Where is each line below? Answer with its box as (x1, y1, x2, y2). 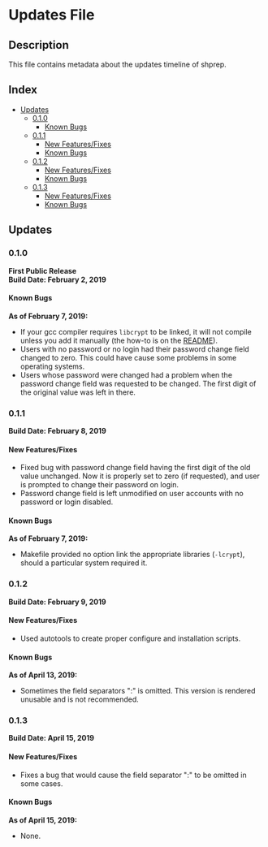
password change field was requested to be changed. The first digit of (19, 378, 257, 388)
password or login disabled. (19, 497, 114, 507)
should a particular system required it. (19, 558, 148, 568)
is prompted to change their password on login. (19, 480, 179, 490)
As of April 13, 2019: (8, 670, 78, 680)
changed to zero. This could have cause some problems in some (19, 352, 237, 362)
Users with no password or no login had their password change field (19, 344, 249, 354)
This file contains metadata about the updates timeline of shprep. (8, 59, 227, 69)
